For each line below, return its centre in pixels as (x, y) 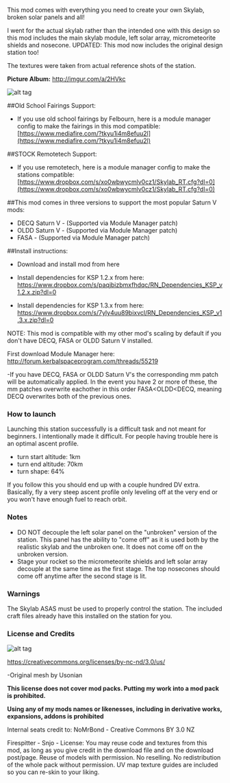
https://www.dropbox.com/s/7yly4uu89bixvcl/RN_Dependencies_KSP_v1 (119, 313)
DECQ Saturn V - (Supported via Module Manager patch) (97, 223)
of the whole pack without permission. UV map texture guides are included (113, 765)
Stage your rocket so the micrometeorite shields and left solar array (112, 561)
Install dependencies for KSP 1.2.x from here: (80, 278)
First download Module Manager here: (61, 354)
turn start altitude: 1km (49, 457)
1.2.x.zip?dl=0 (37, 292)
